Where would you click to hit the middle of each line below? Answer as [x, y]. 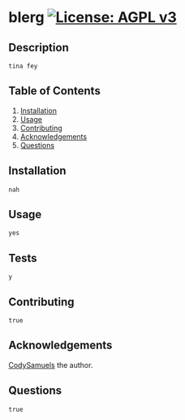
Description [39, 48]
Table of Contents [55, 91]
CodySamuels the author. [51, 365]
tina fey [23, 66]
